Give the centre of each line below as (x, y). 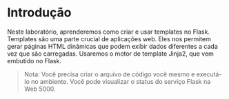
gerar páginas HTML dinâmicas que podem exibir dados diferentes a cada (113, 46)
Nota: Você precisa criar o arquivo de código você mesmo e (109, 74)
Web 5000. (40, 89)
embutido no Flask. (34, 60)
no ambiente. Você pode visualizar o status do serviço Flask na (121, 81)
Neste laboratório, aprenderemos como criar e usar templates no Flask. (109, 32)
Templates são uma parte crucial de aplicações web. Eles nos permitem (109, 38)
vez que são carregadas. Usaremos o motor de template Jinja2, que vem (110, 54)
